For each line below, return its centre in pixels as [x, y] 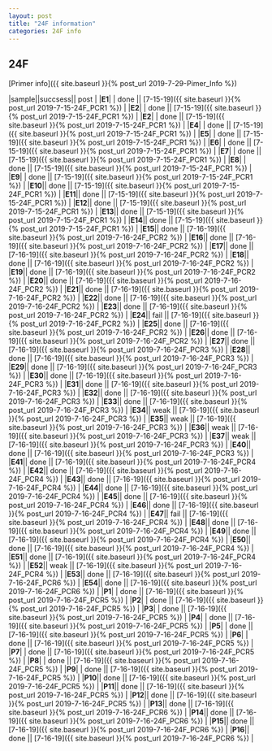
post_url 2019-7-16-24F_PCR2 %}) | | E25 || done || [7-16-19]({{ [125, 324]
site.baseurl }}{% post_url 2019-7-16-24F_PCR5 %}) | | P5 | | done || [141, 626]
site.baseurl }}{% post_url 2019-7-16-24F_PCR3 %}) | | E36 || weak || [123, 428]
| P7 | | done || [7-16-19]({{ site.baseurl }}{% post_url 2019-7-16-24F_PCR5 [132, 652]
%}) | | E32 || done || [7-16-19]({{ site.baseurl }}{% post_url [160, 393]
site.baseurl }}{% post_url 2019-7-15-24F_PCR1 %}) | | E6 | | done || [140, 142]
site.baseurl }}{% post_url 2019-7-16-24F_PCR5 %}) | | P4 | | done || [121, 618]
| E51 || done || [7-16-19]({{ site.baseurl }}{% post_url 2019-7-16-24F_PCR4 [132, 557]
